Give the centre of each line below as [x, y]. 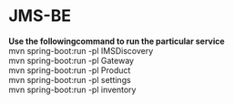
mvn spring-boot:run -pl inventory [72, 89]
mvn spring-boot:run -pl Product [70, 70]
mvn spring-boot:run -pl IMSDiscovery [81, 50]
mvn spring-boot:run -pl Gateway [71, 60]
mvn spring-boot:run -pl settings [70, 79]
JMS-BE [40, 16]
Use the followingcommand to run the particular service [117, 41]
